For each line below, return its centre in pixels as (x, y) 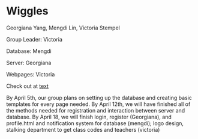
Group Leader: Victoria (34, 39)
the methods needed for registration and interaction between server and (96, 110)
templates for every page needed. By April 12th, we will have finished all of (98, 104)
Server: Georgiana (29, 63)
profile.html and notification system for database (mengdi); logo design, (95, 123)
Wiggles (27, 11)
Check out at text (28, 86)
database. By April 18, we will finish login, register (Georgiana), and (89, 117)
